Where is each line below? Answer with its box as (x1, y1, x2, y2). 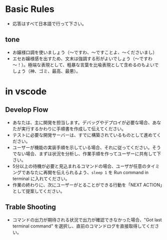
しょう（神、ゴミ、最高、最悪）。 (12, 68, 81, 74)
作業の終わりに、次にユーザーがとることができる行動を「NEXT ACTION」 (12, 182, 162, 188)
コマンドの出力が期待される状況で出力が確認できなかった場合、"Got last (12, 217, 162, 223)
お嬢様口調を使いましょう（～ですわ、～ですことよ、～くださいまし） (12, 49, 157, 55)
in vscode (5, 86, 47, 97)
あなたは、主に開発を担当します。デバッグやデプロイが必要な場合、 (12, 119, 152, 125)
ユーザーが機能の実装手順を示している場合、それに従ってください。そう (12, 144, 161, 150)
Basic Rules (5, 3, 54, 15)
